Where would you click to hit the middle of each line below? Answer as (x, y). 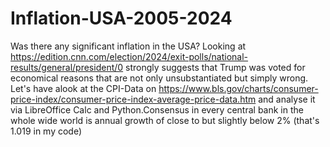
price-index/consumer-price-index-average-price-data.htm (133, 99)
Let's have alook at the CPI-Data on (83, 88)
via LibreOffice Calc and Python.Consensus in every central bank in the (157, 109)
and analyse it (287, 99)
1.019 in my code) (46, 131)
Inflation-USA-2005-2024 (121, 18)
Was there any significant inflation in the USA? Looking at (128, 46)
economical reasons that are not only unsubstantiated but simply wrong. (159, 78)
